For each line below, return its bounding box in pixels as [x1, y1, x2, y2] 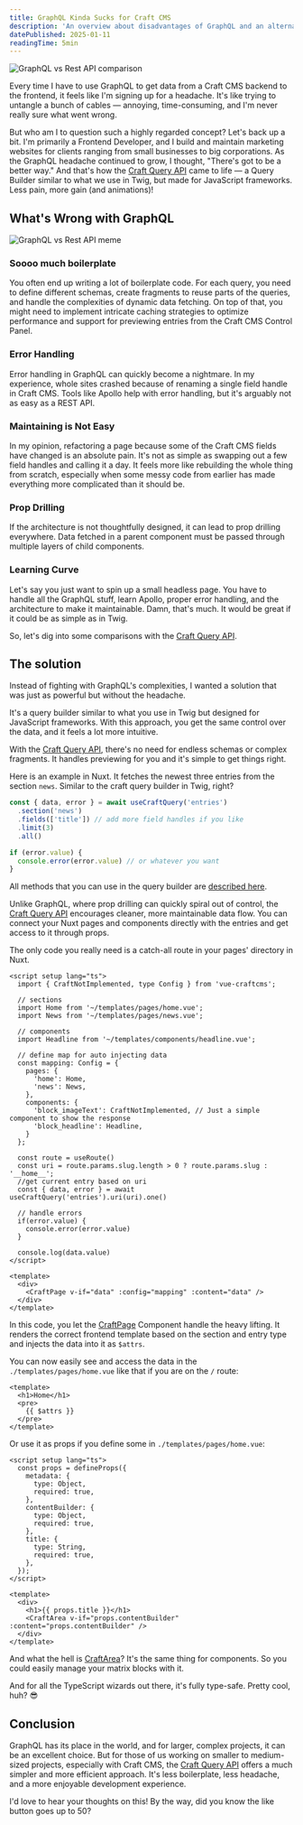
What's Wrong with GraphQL [9, 210, 174, 226]
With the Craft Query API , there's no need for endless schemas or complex [9, 744, 288, 755]
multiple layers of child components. [9, 541, 144, 551]
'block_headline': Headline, [32, 1122, 143, 1131]
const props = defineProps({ [17, 1464, 127, 1473]
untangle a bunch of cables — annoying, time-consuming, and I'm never [9, 100, 278, 111]
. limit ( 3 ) [17, 823, 54, 832]
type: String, [32, 1542, 87, 1552]
